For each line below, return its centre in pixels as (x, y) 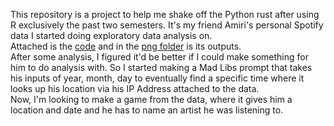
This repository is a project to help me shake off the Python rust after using (165, 14)
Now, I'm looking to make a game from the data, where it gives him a (151, 99)
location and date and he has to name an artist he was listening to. (147, 110)
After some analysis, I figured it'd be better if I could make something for (159, 57)
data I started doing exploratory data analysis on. (111, 35)
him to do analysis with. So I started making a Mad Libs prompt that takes (161, 67)
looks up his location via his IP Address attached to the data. (135, 88)
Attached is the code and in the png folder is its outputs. (126, 46)
